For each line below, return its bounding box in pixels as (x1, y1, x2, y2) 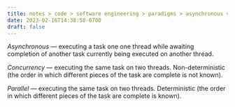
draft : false (7, 23, 45, 30)
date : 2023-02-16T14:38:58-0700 (7, 17, 101, 24)
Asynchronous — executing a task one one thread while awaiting (7, 43, 194, 51)
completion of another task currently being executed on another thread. (7, 50, 214, 58)
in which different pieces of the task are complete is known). (7, 92, 182, 100)
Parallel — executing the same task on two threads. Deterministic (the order (7, 85, 226, 93)
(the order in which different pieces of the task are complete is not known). (7, 71, 223, 79)
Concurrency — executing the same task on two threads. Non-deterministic (7, 64, 226, 72)
